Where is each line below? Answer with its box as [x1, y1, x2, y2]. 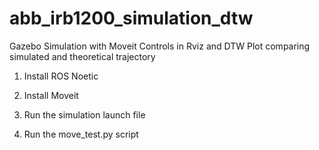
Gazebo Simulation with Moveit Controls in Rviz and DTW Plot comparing [9, 40, 311, 52]
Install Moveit [23, 89, 79, 101]
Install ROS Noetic [23, 70, 99, 82]
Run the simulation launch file [23, 108, 146, 121]
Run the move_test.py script [23, 128, 139, 140]
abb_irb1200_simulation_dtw [9, 7, 254, 30]
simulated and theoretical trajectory [9, 50, 156, 62]
